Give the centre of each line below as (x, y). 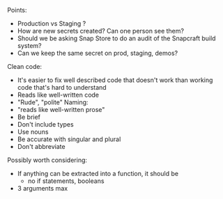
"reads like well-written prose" (61, 110)
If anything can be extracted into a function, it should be (98, 174)
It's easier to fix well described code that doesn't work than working (115, 80)
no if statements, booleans (66, 181)
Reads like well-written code (58, 95)
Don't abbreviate (41, 146)
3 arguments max (43, 188)
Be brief (29, 117)
